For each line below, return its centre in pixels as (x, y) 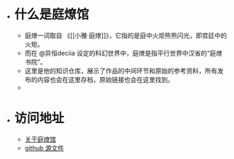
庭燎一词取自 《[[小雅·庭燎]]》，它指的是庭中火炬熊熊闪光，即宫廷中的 (126, 35)
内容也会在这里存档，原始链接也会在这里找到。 (106, 79)
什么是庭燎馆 (51, 14)
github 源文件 (44, 148)
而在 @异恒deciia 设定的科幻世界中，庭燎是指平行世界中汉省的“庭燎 (123, 53)
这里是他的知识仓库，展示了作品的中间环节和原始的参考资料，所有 (121, 71)
